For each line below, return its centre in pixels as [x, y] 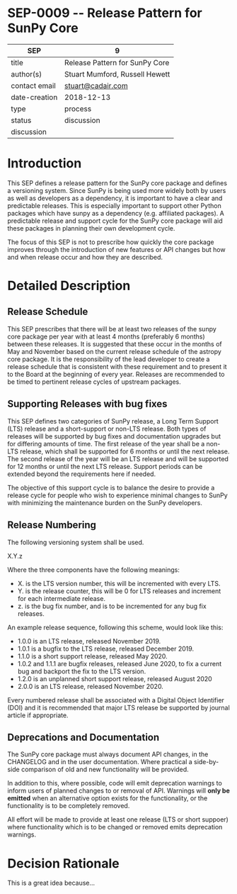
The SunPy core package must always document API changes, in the [108, 754]
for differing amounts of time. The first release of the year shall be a [106, 443]
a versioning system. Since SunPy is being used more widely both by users [117, 190]
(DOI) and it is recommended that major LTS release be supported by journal [118, 707]
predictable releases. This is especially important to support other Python [114, 205]
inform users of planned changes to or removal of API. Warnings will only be [118, 791]
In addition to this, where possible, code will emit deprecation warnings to [115, 783]
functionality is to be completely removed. [69, 806]
